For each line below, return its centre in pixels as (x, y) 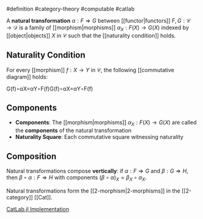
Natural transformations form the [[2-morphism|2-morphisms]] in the (93, 191)
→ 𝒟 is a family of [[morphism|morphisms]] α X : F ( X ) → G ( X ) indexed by (98, 28)
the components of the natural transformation (73, 130)
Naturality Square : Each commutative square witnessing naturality (99, 137)
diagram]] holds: (27, 76)
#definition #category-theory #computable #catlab (71, 9)
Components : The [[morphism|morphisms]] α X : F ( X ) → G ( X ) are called (106, 123)
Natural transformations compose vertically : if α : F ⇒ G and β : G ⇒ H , (97, 171)
